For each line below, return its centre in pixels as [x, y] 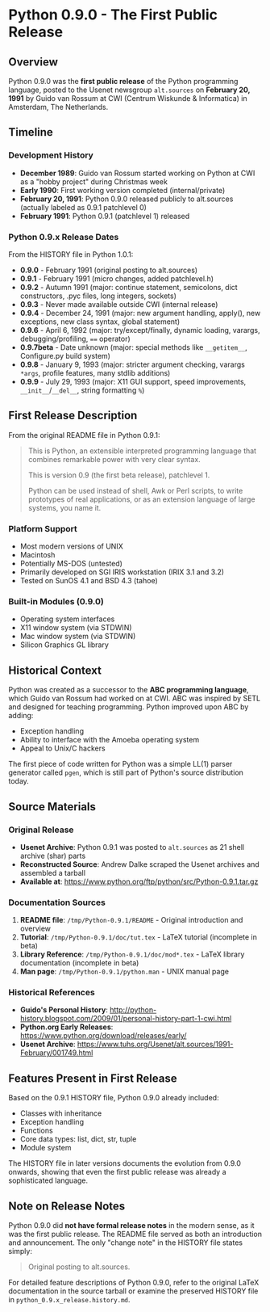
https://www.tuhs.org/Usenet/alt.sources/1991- [155, 1045]
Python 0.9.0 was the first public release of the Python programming [123, 81]
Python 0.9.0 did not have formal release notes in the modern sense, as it [132, 1226]
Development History [51, 155]
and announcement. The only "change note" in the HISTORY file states [126, 1243]
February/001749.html [56, 1053]
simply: [20, 1251]
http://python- [133, 1010]
